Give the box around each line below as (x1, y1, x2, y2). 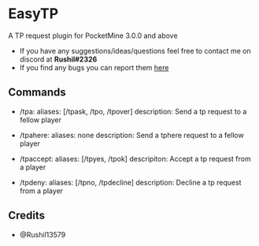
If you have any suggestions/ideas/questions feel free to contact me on (19, 46, 252, 55)
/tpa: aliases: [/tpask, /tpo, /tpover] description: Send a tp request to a (19, 106, 247, 116)
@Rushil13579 (19, 229, 66, 239)
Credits (8, 209, 46, 222)
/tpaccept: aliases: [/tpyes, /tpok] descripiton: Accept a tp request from (19, 154, 251, 163)
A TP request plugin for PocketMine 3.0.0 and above (8, 31, 179, 40)
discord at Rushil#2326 (19, 54, 98, 64)
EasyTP (8, 5, 59, 23)
